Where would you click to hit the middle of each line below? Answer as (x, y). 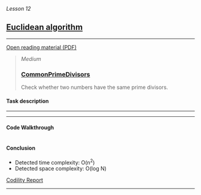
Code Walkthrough (30, 127)
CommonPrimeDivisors (55, 74)
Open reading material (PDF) (41, 47)
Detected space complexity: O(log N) (60, 169)
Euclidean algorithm (45, 27)
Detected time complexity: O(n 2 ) (55, 162)
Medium (31, 58)
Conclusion (21, 148)
